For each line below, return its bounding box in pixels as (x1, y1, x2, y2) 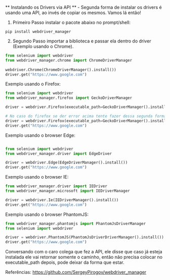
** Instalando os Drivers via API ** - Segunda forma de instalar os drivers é (5, 5, 162, 10)
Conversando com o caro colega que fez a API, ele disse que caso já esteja (5, 249, 163, 255)
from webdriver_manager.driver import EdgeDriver (5, 151, 112, 156)
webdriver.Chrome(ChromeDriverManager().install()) (5, 67, 116, 72)
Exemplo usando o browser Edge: (5, 132, 76, 138)
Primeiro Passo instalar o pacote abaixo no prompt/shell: (12, 20, 131, 25)
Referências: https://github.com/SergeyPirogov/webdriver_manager (5, 269, 147, 275)
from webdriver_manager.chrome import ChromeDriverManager (5, 58, 133, 63)
